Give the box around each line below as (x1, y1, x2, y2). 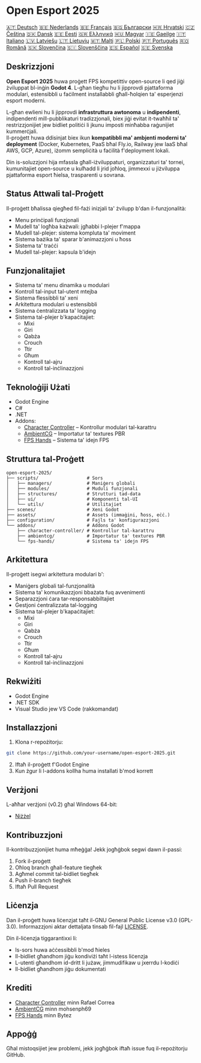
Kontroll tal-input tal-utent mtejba (14, 288, 98, 295)
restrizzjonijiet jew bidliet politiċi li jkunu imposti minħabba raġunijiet (6, 121, 174, 128)
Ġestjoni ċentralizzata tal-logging (14, 601, 98, 608)
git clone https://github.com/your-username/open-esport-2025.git (6, 750, 176, 756)
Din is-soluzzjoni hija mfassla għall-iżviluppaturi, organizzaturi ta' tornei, (6, 158, 185, 165)
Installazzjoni (6, 723, 58, 733)
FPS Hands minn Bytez (14, 1011, 72, 1018)
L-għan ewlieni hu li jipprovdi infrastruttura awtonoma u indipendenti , (6, 108, 181, 116)
